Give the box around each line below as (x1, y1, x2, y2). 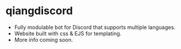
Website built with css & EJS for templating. (14, 30, 122, 37)
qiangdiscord (5, 4, 73, 18)
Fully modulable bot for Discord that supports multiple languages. (14, 24, 176, 31)
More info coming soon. (14, 36, 73, 43)
